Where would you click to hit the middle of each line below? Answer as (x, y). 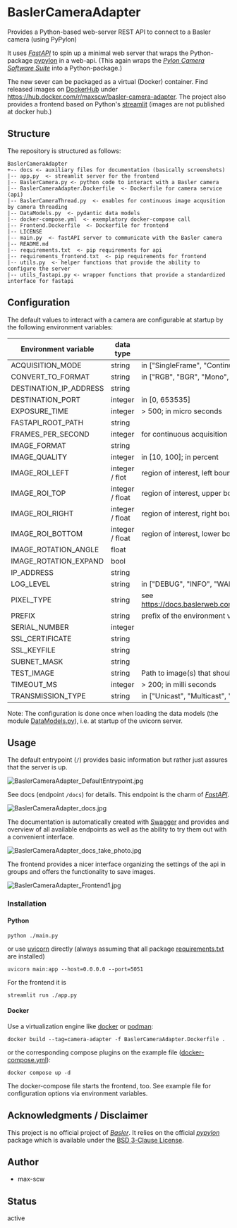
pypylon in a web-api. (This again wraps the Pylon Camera (119, 60)
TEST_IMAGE (33, 673)
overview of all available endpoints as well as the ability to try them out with (117, 829)
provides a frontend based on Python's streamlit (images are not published (116, 104)
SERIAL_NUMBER (40, 627)
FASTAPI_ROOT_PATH (47, 422)
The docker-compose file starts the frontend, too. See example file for (109, 1086)
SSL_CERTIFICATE (41, 638)
